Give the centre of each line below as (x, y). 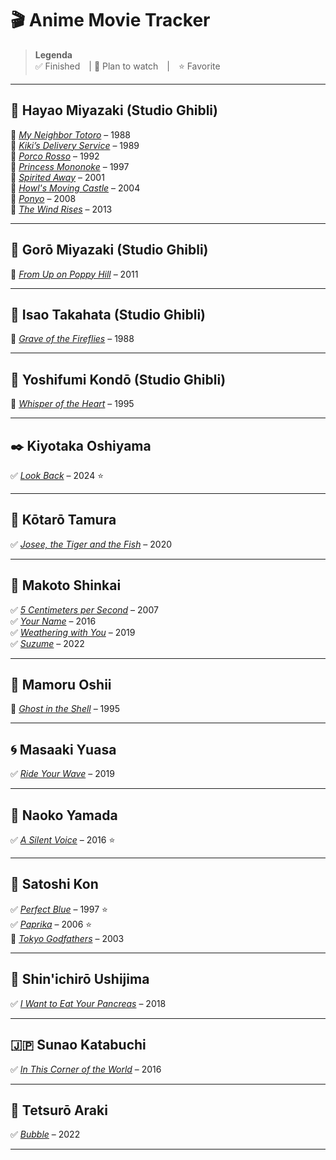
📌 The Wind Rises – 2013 (61, 209)
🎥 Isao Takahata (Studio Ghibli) (108, 314)
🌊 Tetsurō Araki (59, 1110)
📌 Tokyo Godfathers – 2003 (67, 938)
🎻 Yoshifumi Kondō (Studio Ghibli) (118, 379)
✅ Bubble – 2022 (45, 1134)
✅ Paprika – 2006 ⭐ (51, 924)
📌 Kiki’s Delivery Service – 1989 (75, 145)
